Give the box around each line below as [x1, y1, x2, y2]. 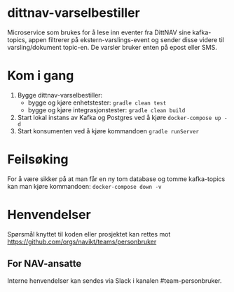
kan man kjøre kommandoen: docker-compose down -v [7, 182, 162, 190]
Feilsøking [7, 152, 69, 168]
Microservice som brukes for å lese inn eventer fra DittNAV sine [7, 28, 191, 36]
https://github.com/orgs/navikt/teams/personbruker [7, 237, 157, 246]
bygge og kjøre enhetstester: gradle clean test [27, 98, 167, 107]
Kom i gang [7, 68, 74, 84]
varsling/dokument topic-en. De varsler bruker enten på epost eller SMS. [7, 43, 217, 51]
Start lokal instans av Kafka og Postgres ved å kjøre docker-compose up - [17, 113, 228, 121]
